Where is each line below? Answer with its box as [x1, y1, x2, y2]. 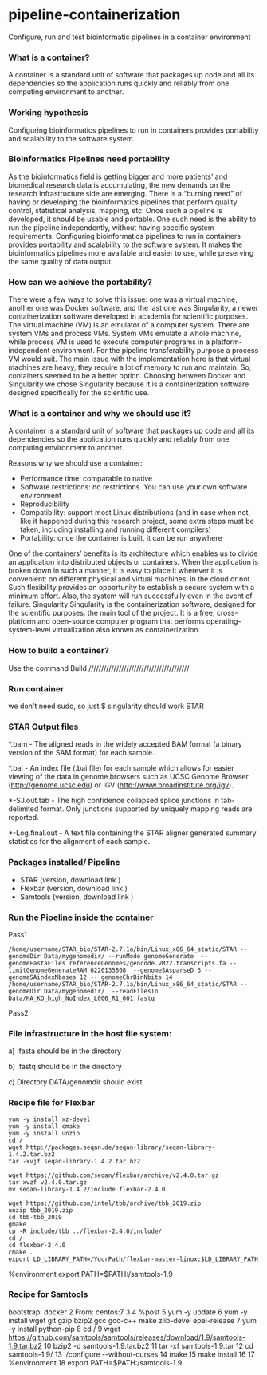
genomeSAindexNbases [8, 973, 77, 981]
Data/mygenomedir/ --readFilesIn [43, 987, 159, 995]
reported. [8, 813, 39, 822]
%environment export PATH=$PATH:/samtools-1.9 [8, 1269, 173, 1278]
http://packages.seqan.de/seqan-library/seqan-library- [26, 1143, 216, 1151]
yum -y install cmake [8, 1122, 80, 1131]
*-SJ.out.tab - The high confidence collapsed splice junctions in [8, 796, 219, 806]
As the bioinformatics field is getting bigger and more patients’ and [8, 172, 228, 181]
